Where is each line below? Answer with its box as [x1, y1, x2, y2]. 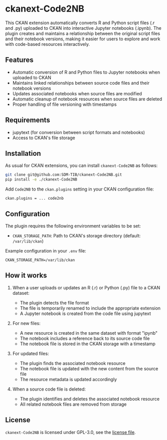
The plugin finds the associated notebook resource [20, 360, 126, 366]
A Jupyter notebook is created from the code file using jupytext [20, 310, 151, 317]
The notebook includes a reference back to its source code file [20, 335, 150, 341]
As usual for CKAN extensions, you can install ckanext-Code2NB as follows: [5, 162, 158, 169]
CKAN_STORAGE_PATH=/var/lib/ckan [5, 258, 75, 263]
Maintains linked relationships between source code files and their [12, 80, 149, 86]
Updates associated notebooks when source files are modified [12, 90, 142, 96]
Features [5, 56, 34, 65]
